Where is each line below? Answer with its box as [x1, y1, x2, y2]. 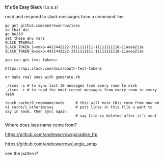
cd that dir [5, 27, 29, 32]
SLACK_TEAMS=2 [5, 40, 34, 45]
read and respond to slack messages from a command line [5, 14, 124, 19]
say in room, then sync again [5, 109, 67, 114]
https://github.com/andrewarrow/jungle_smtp [5, 141, 97, 147]
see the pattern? [5, 151, 38, 156]
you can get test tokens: [5, 57, 58, 62]
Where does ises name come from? [5, 122, 77, 128]
